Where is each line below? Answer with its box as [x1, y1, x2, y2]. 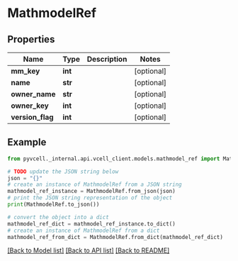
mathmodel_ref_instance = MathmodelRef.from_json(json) [7, 188, 176, 195]
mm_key [11, 66, 40, 76]
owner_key [11, 101, 50, 111]
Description [86, 55, 127, 64]
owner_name [11, 89, 56, 99]
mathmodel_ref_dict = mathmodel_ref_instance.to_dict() [7, 220, 176, 228]
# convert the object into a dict [7, 213, 110, 221]
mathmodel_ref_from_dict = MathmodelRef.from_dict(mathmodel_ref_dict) [7, 233, 223, 240]
